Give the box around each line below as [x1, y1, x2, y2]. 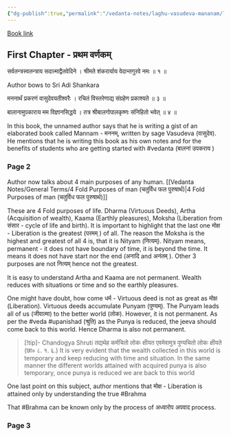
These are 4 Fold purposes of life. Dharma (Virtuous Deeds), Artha [7, 206, 196, 214]
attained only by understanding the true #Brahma [7, 389, 146, 398]
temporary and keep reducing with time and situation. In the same [23, 354, 211, 362]
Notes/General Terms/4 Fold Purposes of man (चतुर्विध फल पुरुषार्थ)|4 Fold [7, 185, 205, 193]
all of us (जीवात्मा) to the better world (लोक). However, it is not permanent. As [7, 309, 218, 318]
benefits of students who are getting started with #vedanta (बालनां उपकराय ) [7, 144, 214, 152]
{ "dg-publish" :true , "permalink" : [7, 10, 103, 17]
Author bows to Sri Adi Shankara [7, 81, 100, 90]
